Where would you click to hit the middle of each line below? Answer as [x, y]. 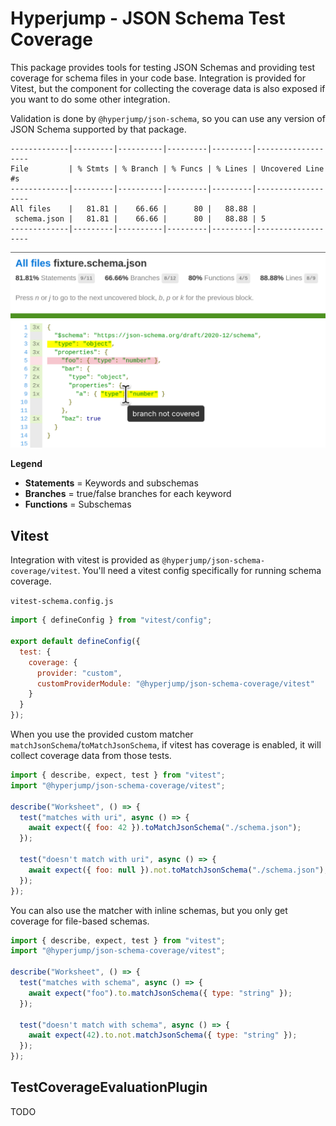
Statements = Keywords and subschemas [111, 483]
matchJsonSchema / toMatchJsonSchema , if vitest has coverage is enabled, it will [166, 745]
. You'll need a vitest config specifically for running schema [199, 571]
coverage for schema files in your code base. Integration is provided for [158, 78]
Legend [26, 464]
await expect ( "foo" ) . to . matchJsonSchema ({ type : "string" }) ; [160, 993]
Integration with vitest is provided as [85, 560]
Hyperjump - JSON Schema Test [148, 18]
